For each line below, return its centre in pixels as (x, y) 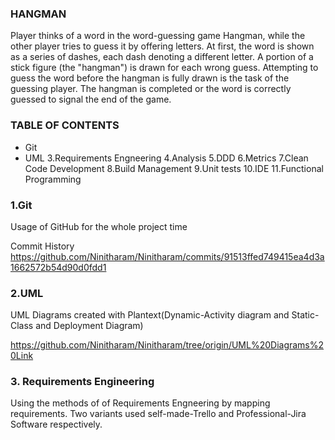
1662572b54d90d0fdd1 (58, 267)
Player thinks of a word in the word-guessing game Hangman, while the (158, 36)
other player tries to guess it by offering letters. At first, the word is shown (162, 46)
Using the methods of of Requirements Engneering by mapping (140, 403)
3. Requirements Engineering (82, 382)
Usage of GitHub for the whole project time (99, 226)
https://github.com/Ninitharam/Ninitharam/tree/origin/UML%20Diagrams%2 (167, 345)
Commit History (42, 246)
